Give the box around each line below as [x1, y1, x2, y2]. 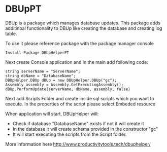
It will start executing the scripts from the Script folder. [12, 131, 127, 137]
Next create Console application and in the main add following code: [5, 59, 148, 65]
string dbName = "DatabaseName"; [5, 73, 76, 79]
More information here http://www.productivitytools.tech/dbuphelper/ [5, 141, 151, 147]
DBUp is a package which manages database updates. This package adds [5, 20, 161, 26]
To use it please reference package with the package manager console [5, 40, 154, 46]
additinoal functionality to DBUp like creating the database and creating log [5, 25, 162, 31]
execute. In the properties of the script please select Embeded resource [5, 101, 156, 107]
